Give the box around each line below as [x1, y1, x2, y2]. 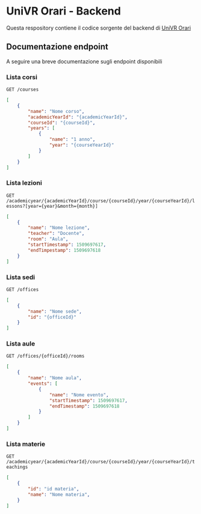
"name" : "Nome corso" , [28, 108, 85, 114]
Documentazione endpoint [6, 42, 108, 52]
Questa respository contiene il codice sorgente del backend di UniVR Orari [6, 24, 191, 31]
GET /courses [6, 86, 39, 93]
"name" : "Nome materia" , [28, 491, 90, 498]
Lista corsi [6, 72, 38, 81]
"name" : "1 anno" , [49, 137, 96, 143]
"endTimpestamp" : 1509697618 [28, 247, 101, 253]
